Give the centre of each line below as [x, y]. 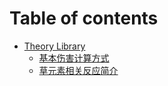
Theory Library [54, 46]
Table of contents [84, 18]
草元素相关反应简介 [78, 70]
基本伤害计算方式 [74, 58]
